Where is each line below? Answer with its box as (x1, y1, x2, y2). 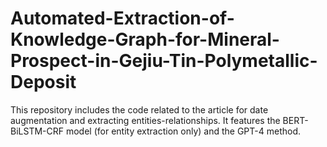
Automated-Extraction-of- (10, 7, 235, 30)
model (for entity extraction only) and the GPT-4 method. (65, 125, 301, 137)
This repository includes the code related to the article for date (10, 103, 269, 116)
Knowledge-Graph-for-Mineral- (10, 28, 280, 51)
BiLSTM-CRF (10, 125, 65, 137)
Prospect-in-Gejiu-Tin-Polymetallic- (10, 50, 318, 72)
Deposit (10, 71, 77, 94)
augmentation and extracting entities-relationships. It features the (10, 114, 281, 126)
